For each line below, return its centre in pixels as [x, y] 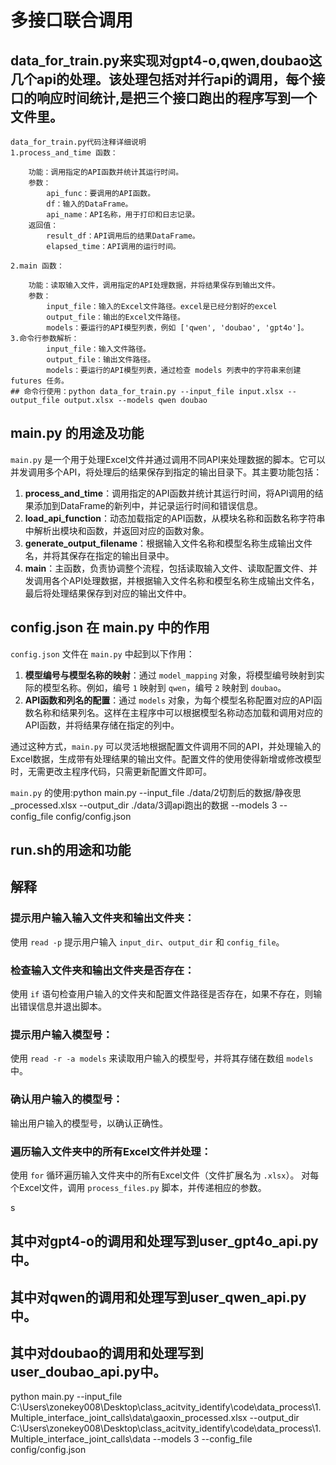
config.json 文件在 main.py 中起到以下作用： [102, 653]
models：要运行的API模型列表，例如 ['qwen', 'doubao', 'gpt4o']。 [177, 328]
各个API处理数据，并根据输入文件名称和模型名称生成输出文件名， [185, 580]
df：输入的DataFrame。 [89, 204]
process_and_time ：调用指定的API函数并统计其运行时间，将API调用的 [169, 493]
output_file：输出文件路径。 [101, 360]
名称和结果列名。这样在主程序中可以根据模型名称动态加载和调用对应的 [178, 712]
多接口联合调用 [72, 20]
